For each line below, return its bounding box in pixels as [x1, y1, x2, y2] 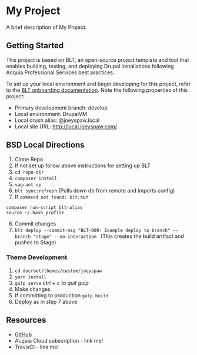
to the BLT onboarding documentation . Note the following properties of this [6, 87, 188, 94]
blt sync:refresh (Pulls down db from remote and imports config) [14, 187, 175, 194]
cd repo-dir [14, 169, 44, 175]
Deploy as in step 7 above [14, 298, 78, 305]
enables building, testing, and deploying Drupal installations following [6, 62, 174, 69]
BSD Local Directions [6, 140, 85, 150]
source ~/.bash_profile [6, 210, 65, 215]
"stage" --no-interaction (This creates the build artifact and [33, 233, 184, 240]
